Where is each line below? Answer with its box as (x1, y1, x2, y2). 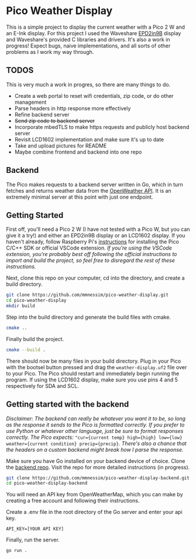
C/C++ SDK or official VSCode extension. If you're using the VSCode (6, 244, 173, 251)
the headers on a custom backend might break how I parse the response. (6, 446, 184, 453)
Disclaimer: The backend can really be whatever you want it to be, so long (6, 415, 186, 422)
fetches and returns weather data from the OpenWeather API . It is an (6, 187, 171, 194)
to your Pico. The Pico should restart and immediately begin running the (6, 370, 180, 377)
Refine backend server (14, 111, 70, 118)
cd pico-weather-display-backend (6, 480, 88, 486)
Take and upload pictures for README (14, 142, 107, 149)
